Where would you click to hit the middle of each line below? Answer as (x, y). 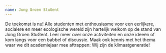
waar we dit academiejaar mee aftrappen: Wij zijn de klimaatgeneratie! (77, 45)
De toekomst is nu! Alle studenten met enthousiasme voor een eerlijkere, (80, 24)
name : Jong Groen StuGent (32, 10)
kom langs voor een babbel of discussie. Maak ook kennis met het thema (80, 40)
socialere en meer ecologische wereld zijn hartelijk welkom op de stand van (83, 29)
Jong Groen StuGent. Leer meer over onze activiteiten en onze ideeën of (80, 34)
